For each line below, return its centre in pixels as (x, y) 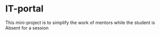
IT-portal (25, 9)
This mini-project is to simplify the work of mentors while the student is (80, 22)
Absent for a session (27, 27)
